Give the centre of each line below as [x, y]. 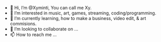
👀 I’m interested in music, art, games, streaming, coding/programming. [83, 13]
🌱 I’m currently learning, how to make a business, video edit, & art [78, 18]
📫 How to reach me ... [33, 34]
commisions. [23, 23]
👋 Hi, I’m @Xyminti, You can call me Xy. [51, 8]
